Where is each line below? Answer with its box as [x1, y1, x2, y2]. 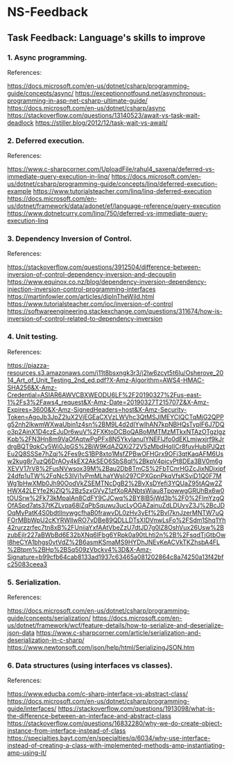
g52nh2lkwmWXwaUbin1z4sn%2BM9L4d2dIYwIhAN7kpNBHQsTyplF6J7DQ [7, 420, 225, 428]
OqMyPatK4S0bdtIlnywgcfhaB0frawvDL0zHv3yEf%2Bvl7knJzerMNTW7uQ [7, 508, 224, 516]
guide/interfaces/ [7, 704, 57, 713]
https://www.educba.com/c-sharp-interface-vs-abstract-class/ [7, 690, 189, 698]
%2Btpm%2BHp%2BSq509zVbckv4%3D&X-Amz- [7, 545, 153, 553]
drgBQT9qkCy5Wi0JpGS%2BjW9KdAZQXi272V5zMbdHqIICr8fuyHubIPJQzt [7, 442, 225, 451]
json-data [7, 629, 35, 637]
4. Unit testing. [7, 332, 58, 342]
